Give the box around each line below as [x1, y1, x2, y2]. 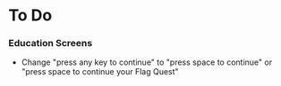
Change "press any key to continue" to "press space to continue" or [21, 57, 273, 67]
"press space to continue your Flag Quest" [21, 66, 180, 77]
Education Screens [8, 37, 93, 50]
